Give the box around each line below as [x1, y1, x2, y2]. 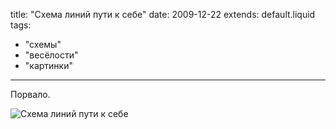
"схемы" [24, 39, 62, 50]
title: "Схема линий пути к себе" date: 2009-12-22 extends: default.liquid [10, 9, 316, 20]
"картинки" [24, 60, 73, 71]
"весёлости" [24, 49, 79, 61]
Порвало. [10, 89, 51, 100]
